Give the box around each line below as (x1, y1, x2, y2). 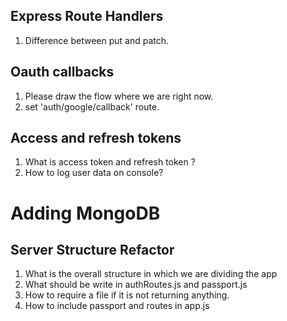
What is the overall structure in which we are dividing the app (24, 268, 278, 280)
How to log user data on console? (24, 167, 164, 179)
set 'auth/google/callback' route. (24, 100, 160, 113)
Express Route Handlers (10, 8, 164, 25)
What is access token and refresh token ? (24, 156, 196, 168)
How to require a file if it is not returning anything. (24, 289, 230, 301)
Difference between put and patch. (24, 34, 170, 46)
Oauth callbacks (10, 64, 115, 81)
